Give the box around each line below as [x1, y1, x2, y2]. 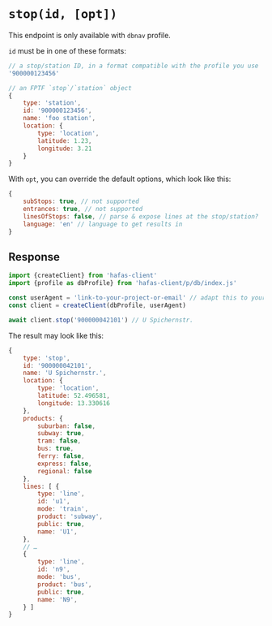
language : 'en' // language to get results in [23, 220, 183, 228]
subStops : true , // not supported [23, 197, 139, 205]
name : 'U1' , [37, 527, 79, 536]
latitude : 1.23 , [37, 136, 92, 145]
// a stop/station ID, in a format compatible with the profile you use [8, 62, 259, 70]
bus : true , [37, 445, 74, 453]
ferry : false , [37, 452, 85, 460]
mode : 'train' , [37, 505, 89, 513]
